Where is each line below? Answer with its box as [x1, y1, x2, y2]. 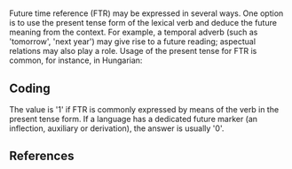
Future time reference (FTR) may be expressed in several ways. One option [9, 8, 284, 19]
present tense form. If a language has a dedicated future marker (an [9, 114, 258, 124]
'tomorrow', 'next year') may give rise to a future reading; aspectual [9, 36, 256, 47]
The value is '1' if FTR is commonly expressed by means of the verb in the [9, 104, 280, 114]
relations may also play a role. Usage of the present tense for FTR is [9, 46, 257, 57]
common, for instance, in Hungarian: [9, 55, 143, 65]
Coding [9, 81, 51, 96]
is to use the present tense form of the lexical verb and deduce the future [9, 18, 278, 28]
